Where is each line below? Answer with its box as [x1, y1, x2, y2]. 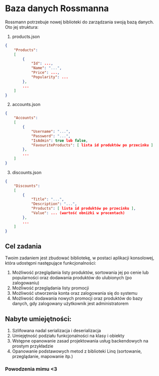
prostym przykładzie [12, 343, 53, 349]
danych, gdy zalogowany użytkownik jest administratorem [12, 301, 129, 306]
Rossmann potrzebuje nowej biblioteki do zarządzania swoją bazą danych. [5, 19, 154, 25]
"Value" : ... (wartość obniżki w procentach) [31, 211, 125, 215]
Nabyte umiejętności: [5, 315, 72, 323]
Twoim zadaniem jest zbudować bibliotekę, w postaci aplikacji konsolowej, [5, 255, 155, 261]
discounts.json [12, 169, 42, 175]
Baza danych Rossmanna [5, 3, 109, 14]
